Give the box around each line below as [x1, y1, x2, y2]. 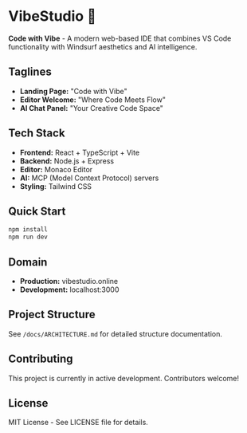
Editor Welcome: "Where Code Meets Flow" [19, 95, 166, 104]
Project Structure [8, 308, 96, 321]
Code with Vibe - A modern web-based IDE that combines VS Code [8, 33, 232, 43]
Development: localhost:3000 [19, 285, 120, 294]
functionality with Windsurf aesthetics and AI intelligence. [8, 41, 198, 51]
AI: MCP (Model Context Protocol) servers [19, 173, 159, 183]
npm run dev [8, 233, 48, 242]
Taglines [8, 65, 52, 79]
